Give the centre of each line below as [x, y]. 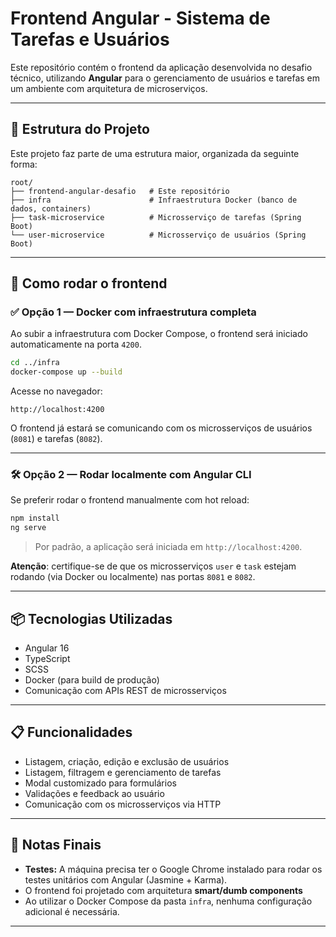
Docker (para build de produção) [92, 680]
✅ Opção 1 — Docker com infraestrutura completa [133, 312]
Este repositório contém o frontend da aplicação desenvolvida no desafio [161, 67]
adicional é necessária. [72, 911]
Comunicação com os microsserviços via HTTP [123, 804]
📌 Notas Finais [56, 845]
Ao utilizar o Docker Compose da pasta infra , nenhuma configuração [168, 901]
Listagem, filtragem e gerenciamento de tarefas [123, 772]
